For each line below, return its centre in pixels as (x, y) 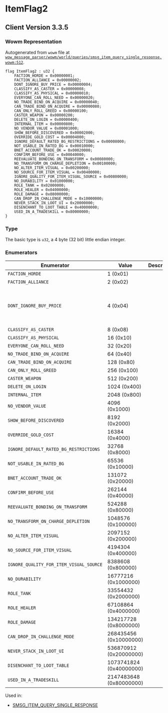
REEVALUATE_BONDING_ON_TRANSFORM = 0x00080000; (64, 159)
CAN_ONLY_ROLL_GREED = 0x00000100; (51, 111)
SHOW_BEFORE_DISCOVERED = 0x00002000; (54, 133)
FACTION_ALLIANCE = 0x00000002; (48, 80)
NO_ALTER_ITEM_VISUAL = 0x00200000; (52, 168)
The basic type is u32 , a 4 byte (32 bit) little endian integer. (65, 240)
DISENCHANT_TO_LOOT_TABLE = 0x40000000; (57, 207)
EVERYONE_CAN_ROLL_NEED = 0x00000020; (54, 98)
